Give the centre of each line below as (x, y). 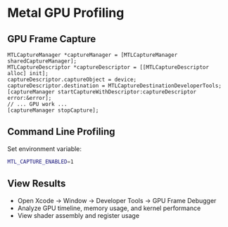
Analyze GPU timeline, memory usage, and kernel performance (109, 208)
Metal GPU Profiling (66, 13)
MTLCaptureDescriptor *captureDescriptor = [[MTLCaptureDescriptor (108, 67)
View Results (37, 184)
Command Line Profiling (61, 132)
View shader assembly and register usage (78, 215)
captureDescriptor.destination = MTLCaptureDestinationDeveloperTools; (114, 86)
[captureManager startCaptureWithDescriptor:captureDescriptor (102, 92)
